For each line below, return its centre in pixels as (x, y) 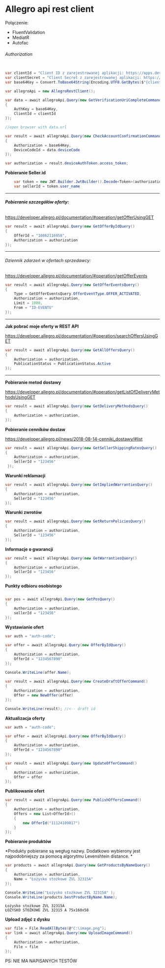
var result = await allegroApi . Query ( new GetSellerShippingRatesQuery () (81, 448)
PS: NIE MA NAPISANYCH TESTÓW (41, 961)
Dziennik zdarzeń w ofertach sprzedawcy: (48, 261)
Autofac (20, 42)
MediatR (21, 37)
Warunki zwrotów (24, 512)
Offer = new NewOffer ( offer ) (44, 696)
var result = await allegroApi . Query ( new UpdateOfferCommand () (71, 763)
